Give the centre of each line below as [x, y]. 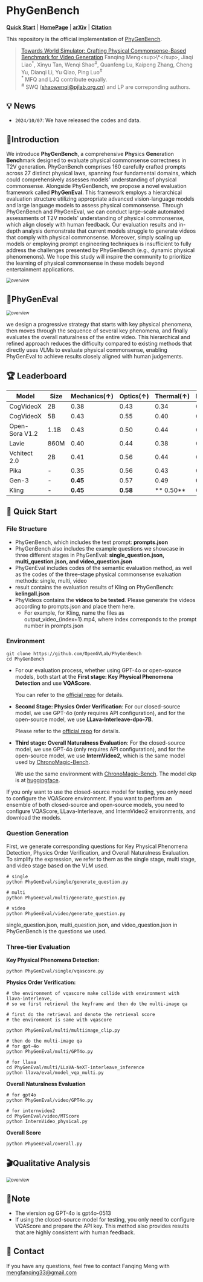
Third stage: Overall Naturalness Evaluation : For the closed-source [100, 743]
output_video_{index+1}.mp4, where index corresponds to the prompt [110, 619]
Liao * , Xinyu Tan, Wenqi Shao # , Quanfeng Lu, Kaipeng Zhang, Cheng [107, 64]
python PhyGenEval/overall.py [44, 1144]
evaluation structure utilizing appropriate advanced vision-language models [100, 199]
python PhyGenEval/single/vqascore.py [55, 971]
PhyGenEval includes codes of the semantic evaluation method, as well [104, 568]
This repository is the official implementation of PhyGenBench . [84, 39]
